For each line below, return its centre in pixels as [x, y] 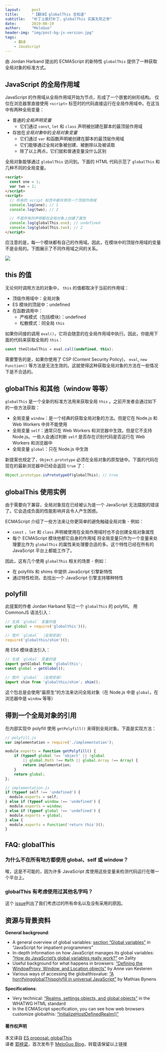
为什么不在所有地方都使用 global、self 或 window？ [67, 859]
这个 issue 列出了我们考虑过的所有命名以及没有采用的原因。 [65, 903]
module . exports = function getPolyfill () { [51, 751]
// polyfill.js [21, 738]
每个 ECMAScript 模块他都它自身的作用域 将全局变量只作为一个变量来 [83, 538]
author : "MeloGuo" [28, 28]
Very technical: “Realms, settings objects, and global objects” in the [81, 999]
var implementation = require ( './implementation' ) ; [59, 742]
